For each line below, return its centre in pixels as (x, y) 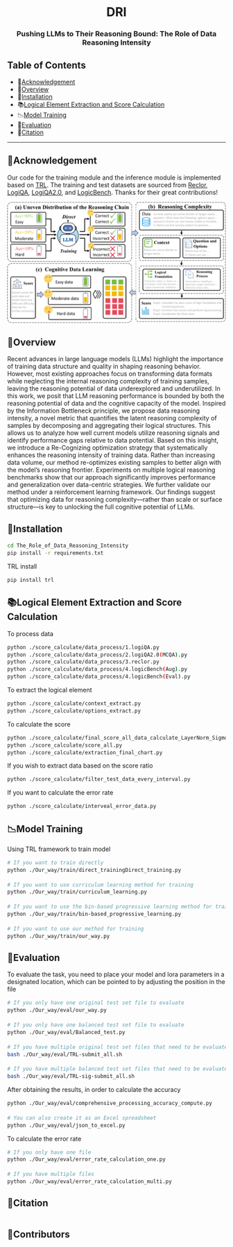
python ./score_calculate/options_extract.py (74, 710)
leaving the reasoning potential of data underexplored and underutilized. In (114, 389)
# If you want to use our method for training (76, 929)
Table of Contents (47, 65)
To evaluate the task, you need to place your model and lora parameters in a (116, 974)
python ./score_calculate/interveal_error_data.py (82, 807)
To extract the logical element (50, 690)
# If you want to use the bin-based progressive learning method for (110, 907)
